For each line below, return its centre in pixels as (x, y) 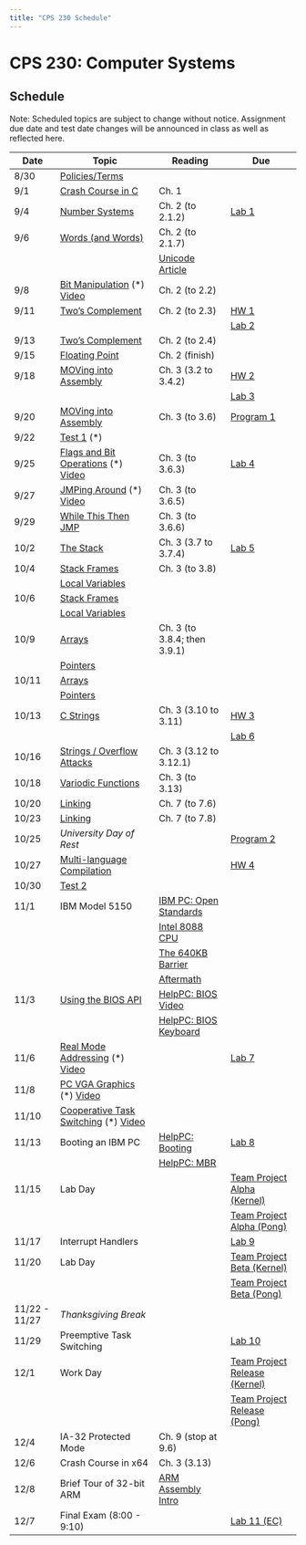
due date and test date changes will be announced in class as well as (139, 128)
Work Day (81, 1373)
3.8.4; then (183, 639)
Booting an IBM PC (100, 1142)
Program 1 (253, 416)
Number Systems (97, 211)
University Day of (97, 833)
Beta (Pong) (256, 1294)
